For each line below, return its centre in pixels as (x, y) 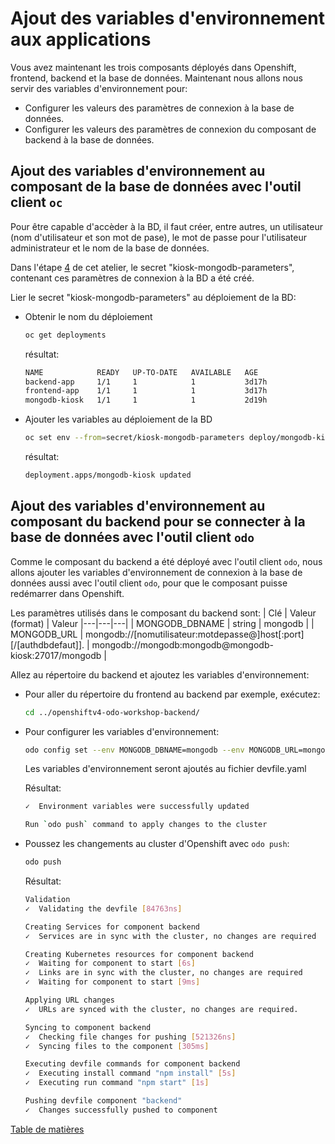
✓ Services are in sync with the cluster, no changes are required (170, 936)
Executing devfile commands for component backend (132, 1064)
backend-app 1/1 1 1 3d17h (146, 382)
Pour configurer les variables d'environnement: (122, 731)
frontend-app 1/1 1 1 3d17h (146, 391)
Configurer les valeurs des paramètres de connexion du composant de (170, 129)
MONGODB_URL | (47, 634)
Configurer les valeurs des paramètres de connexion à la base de (159, 108)
